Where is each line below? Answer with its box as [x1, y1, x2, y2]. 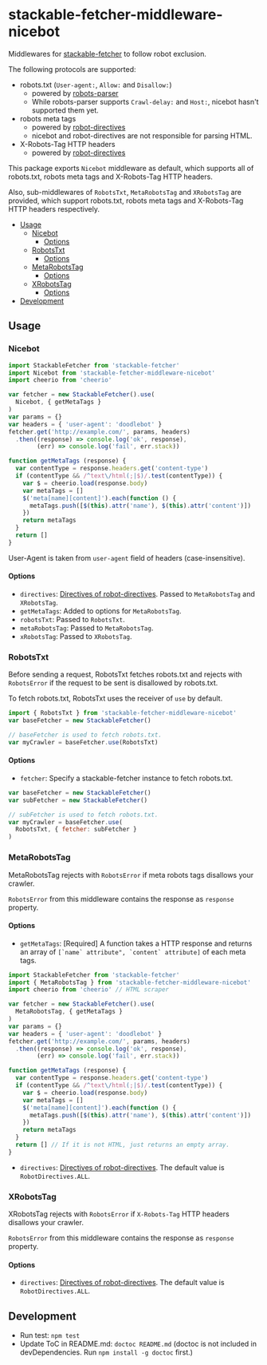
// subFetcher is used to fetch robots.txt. [8, 811, 159, 819]
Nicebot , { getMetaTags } [15, 398, 102, 407]
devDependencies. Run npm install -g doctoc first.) [19, 1347, 194, 1357]
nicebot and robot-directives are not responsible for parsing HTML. [31, 130, 253, 141]
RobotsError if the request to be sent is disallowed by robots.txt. [8, 678, 218, 688]
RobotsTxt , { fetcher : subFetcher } [15, 825, 137, 834]
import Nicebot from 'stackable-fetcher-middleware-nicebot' [8, 369, 216, 377]
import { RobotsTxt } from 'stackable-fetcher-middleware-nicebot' [8, 709, 238, 717]
